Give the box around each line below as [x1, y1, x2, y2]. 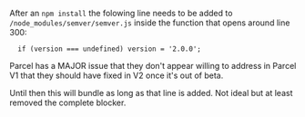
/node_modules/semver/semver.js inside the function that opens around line [9, 17, 290, 28]
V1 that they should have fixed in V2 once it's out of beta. [9, 70, 224, 81]
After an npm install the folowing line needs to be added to [9, 8, 233, 18]
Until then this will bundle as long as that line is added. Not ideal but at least [9, 88, 293, 98]
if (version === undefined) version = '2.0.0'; [17, 44, 202, 54]
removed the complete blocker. [9, 97, 127, 108]
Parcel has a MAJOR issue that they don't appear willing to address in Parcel [9, 61, 297, 71]
